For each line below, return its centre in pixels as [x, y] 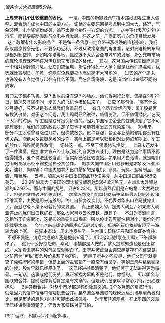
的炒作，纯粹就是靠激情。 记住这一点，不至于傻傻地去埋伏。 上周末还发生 [82, 145]
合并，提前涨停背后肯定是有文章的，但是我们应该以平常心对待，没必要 [89, 280]
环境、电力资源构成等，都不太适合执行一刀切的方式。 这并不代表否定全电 [84, 30]
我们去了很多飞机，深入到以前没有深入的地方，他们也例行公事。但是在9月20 [82, 96]
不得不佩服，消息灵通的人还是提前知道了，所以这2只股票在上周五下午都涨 [82, 237]
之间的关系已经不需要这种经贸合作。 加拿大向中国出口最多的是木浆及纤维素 [82, 163]
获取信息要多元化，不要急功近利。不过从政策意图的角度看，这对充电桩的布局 [82, 48]
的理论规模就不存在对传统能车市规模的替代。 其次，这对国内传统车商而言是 [82, 61]
